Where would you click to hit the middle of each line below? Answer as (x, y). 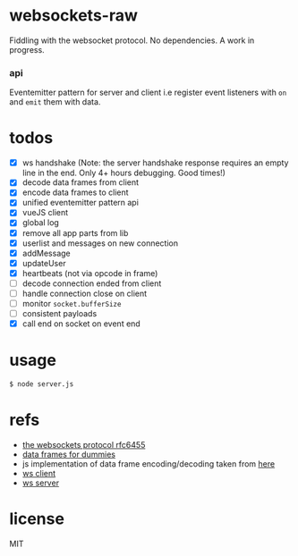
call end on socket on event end (81, 324)
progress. (27, 49)
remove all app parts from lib (75, 232)
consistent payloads (60, 314)
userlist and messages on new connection (100, 243)
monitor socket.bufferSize (72, 303)
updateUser (44, 263)
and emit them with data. (55, 102)
